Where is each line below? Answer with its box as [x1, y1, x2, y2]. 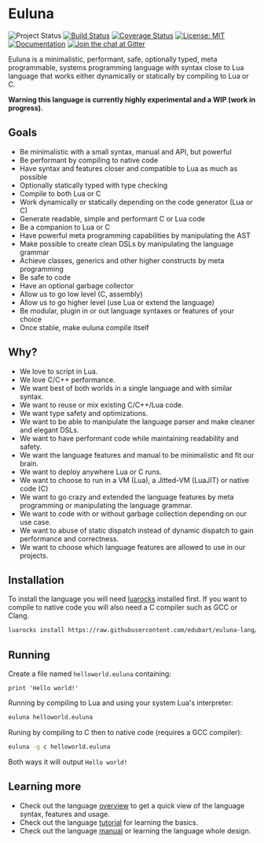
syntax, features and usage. [19, 809, 110, 819]
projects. [19, 551, 49, 560]
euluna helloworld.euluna [8, 714, 93, 722]
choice [19, 314, 42, 324]
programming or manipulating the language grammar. [19, 500, 192, 510]
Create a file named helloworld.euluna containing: [8, 669, 171, 678]
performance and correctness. [19, 533, 119, 544]
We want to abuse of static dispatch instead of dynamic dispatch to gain [19, 525, 254, 535]
